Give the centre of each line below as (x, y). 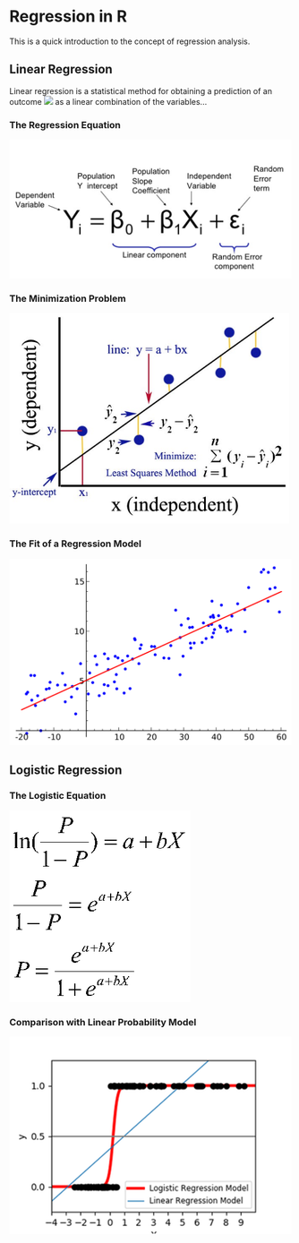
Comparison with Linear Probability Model (103, 1022)
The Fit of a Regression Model (75, 544)
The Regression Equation (65, 124)
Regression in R (68, 17)
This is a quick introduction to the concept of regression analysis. (130, 41)
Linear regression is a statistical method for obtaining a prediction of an (141, 90)
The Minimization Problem (68, 299)
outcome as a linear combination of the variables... (108, 101)
